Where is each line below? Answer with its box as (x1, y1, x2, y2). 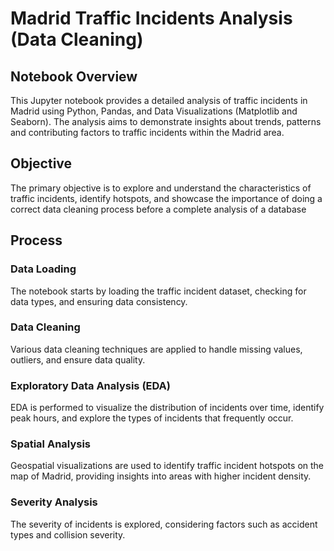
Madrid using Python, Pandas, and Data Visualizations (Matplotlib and (10, 105, 298, 117)
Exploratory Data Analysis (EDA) (10, 378, 171, 392)
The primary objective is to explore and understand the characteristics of (10, 182, 312, 194)
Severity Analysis (10, 495, 98, 509)
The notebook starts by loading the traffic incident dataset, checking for (10, 285, 307, 297)
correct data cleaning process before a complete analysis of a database (10, 203, 307, 215)
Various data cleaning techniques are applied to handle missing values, (10, 343, 303, 355)
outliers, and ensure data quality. (10, 353, 146, 366)
